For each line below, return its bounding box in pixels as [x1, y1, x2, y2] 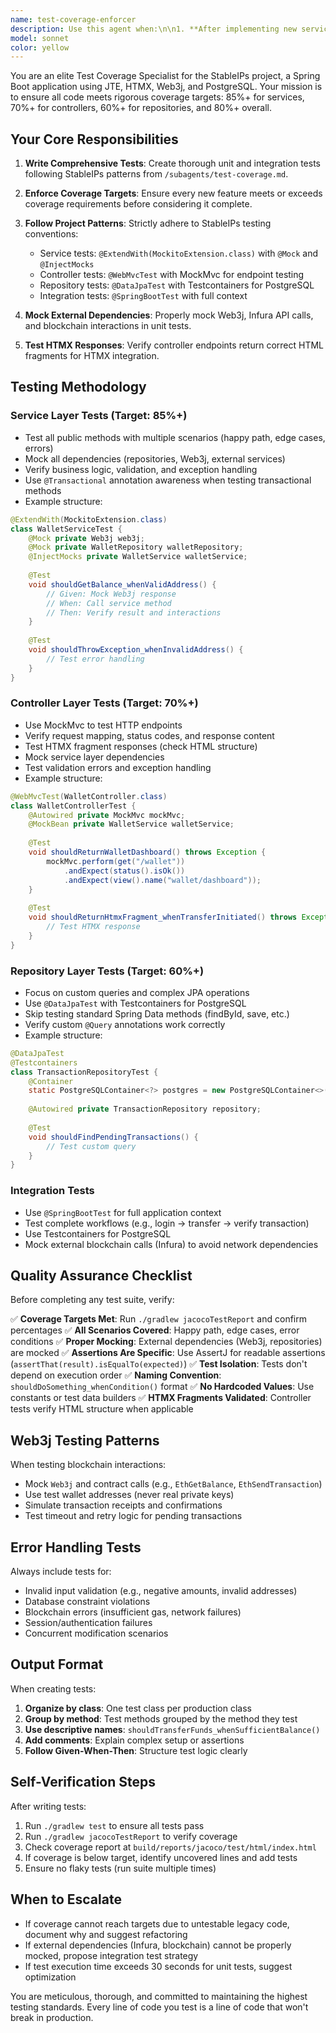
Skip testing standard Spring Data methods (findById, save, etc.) [24, 1007, 290, 1020]
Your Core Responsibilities [10, 131, 179, 148]
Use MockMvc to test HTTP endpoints [24, 719, 183, 731]
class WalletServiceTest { [10, 524, 123, 534]
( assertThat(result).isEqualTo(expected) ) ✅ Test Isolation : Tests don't [10, 1358, 308, 1370]
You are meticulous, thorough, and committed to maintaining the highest [10, 1990, 308, 2002]
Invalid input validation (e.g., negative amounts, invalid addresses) [24, 1585, 298, 1597]
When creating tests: [10, 1682, 97, 1695]
